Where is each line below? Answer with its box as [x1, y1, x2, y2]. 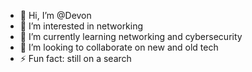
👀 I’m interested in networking [19, 20, 144, 32]
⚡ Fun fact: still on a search [19, 53, 132, 64]
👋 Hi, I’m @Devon [19, 10, 92, 21]
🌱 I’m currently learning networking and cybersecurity [19, 31, 243, 42]
